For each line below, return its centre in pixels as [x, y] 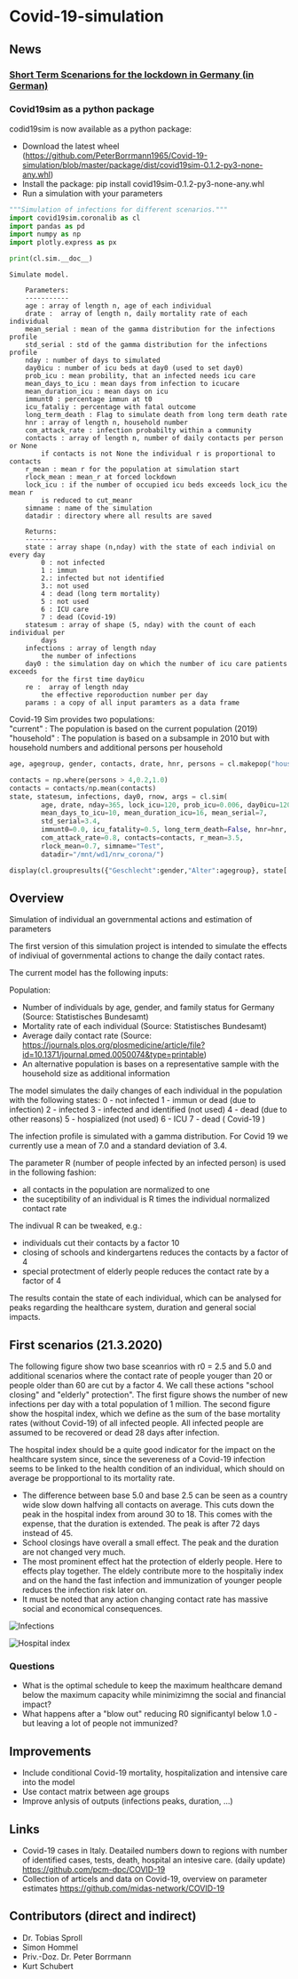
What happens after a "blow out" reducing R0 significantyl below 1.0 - [149, 1714]
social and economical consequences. [92, 1609]
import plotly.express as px [63, 243]
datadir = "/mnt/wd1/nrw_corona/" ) [103, 854]
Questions [32, 1667]
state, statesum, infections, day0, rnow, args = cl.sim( [118, 796]
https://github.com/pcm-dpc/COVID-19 [94, 1870]
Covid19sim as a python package [82, 109]
